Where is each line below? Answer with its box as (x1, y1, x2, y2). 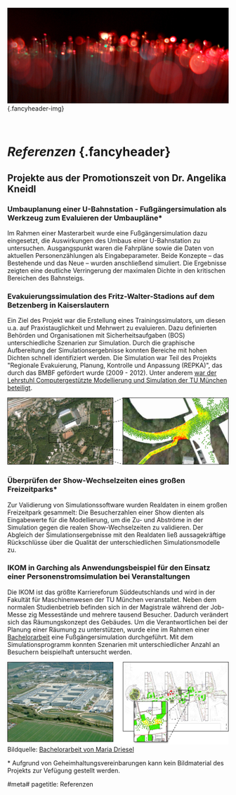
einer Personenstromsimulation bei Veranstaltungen (7, 572, 190, 581)
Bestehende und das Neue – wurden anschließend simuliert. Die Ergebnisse (7, 259, 227, 267)
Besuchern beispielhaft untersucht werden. (7, 648, 132, 656)
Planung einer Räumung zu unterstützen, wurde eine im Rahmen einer (7, 625, 210, 634)
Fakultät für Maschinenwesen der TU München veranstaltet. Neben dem (7, 595, 217, 603)
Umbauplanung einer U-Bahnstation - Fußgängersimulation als (7, 204, 227, 214)
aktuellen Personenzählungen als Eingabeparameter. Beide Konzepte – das (7, 251, 224, 259)
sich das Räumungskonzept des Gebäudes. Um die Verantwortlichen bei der (7, 617, 228, 626)
